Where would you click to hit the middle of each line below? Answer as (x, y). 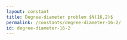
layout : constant (28, 11)
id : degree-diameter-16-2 (38, 28)
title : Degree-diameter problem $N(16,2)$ (60, 17)
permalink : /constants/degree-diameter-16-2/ (63, 22)
